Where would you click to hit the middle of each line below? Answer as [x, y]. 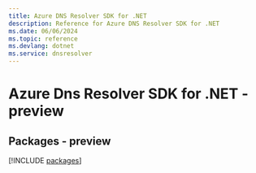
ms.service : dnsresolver [50, 54]
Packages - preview [60, 141]
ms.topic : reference [43, 39]
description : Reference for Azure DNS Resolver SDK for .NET [114, 24]
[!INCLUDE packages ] [45, 160]
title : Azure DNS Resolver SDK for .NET [78, 16]
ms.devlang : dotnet [41, 46]
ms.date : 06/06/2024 [43, 31]
